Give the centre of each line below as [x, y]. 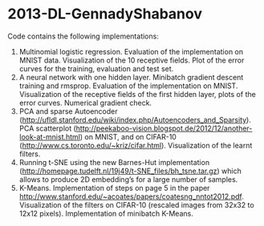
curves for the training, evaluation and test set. [96, 68]
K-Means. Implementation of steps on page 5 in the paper [114, 188]
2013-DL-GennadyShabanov [105, 14]
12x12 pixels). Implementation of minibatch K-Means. [106, 213]
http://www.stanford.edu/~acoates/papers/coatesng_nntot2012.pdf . [131, 196]
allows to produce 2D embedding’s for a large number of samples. [128, 179]
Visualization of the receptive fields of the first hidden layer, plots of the [137, 94]
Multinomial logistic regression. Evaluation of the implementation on [131, 51]
